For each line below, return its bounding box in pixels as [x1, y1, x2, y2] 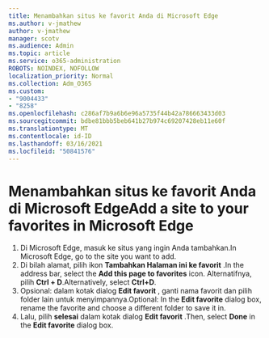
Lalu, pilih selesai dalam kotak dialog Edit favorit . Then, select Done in [19, 312, 256, 322]
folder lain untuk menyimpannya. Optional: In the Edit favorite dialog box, [19, 294, 263, 304]
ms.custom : [8, 87, 45, 95]
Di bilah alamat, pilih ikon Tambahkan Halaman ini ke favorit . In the [19, 260, 245, 270]
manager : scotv [8, 34, 60, 43]
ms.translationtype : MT [8, 125, 89, 133]
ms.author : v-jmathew [8, 19, 82, 27]
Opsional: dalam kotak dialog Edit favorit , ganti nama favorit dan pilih [19, 286, 253, 296]
